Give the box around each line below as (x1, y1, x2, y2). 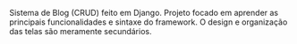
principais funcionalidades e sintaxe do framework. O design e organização (9, 17, 288, 27)
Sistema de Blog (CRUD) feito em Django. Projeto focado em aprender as (9, 8, 279, 18)
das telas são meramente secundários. (9, 26, 152, 36)
